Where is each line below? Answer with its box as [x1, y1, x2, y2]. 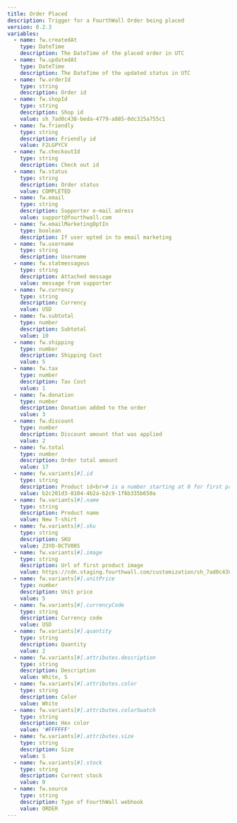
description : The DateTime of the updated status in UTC [20, 69, 191, 76]
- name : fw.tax [13, 365, 59, 372]
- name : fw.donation [13, 391, 74, 398]
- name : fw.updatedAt [13, 57, 78, 64]
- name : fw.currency [13, 286, 74, 293]
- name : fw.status [13, 167, 68, 175]
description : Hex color [20, 720, 90, 727]
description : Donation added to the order [20, 404, 147, 412]
